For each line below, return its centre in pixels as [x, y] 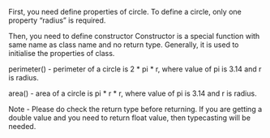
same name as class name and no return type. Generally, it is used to [124, 45]
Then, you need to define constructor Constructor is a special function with [134, 36]
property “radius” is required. [57, 20]
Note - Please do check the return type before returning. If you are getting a [135, 109]
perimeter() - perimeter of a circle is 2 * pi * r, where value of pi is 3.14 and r [135, 69]
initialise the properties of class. [62, 53]
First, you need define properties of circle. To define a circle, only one [125, 12]
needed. [22, 126]
